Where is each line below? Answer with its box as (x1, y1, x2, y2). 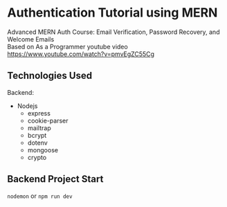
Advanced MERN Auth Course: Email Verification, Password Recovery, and (7, 28, 220, 36)
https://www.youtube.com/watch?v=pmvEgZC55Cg (7, 50, 154, 58)
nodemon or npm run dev (7, 192, 73, 200)
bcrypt (27, 131, 47, 139)
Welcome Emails (7, 35, 55, 43)
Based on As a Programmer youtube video (7, 42, 128, 51)
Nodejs (17, 102, 38, 110)
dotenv (27, 138, 48, 147)
